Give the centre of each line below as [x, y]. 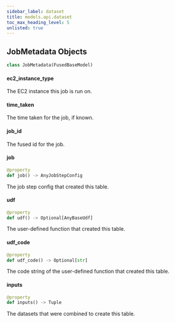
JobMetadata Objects [47, 51]
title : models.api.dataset [39, 17]
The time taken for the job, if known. [50, 118]
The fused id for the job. [36, 144]
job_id [14, 131]
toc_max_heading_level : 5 [38, 22]
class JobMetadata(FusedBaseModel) [50, 65]
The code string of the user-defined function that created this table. [88, 271]
